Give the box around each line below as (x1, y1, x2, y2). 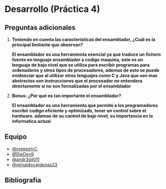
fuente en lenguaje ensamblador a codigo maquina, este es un (11, 57, 144, 63)
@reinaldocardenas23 (11, 162, 58, 168)
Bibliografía (4, 176, 42, 185)
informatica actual (11, 118, 51, 124)
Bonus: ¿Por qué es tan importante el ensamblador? (11, 93, 121, 98)
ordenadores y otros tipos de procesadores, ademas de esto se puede (11, 67, 160, 73)
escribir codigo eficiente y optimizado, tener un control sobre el (11, 108, 147, 113)
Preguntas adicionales (4, 23, 76, 32)
